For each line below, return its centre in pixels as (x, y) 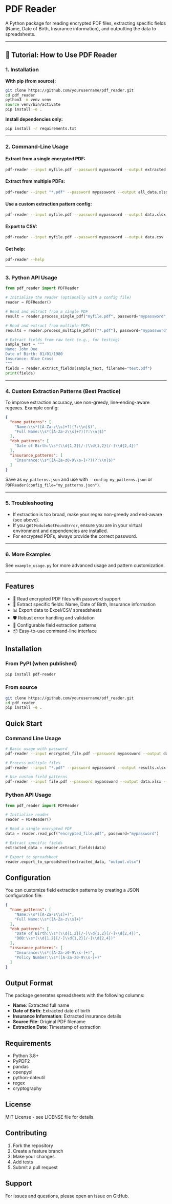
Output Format (29, 983)
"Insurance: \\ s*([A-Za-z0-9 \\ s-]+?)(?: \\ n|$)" (65, 460)
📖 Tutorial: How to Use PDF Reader (61, 55)
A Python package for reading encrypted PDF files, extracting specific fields (86, 23)
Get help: (15, 249)
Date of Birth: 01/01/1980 (34, 354)
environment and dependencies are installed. (60, 531)
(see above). (26, 520)
